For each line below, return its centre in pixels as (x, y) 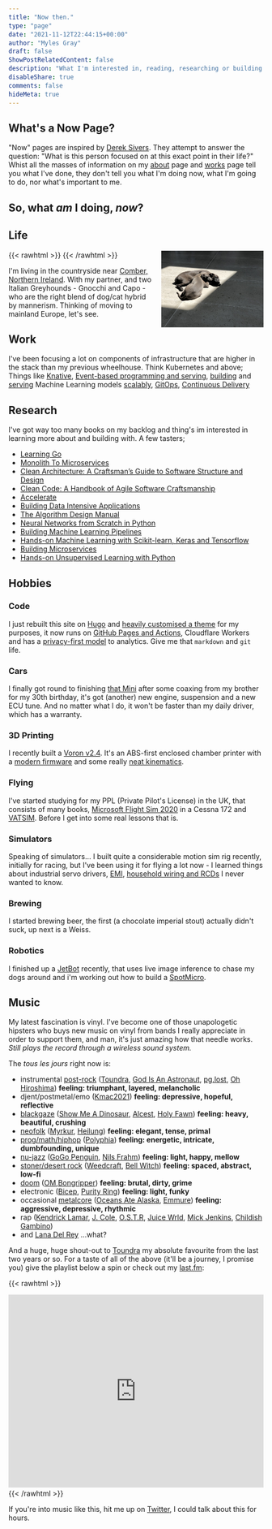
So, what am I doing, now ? (76, 207)
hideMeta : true (34, 94)
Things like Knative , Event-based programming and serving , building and (130, 376)
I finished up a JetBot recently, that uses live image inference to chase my (132, 968)
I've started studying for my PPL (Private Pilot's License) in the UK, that (127, 801)
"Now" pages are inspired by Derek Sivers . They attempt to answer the (127, 148)
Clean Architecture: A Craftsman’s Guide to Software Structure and (131, 472)
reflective (37, 1105)
